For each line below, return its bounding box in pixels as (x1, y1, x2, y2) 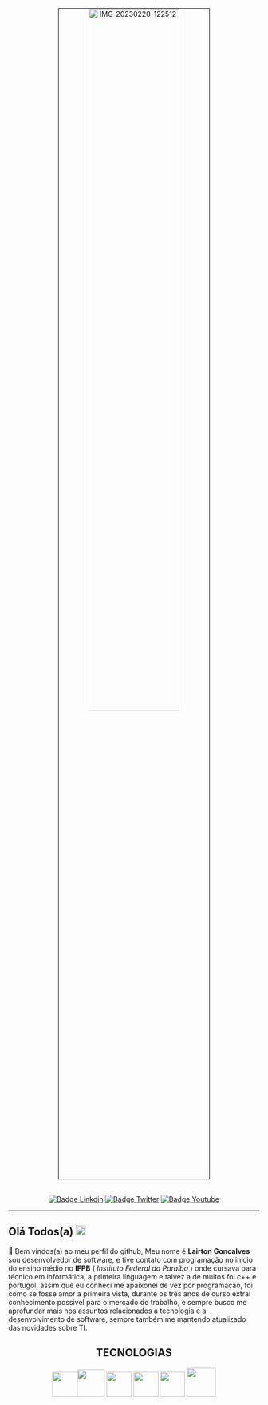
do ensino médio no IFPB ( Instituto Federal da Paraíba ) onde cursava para (8, 1263, 257, 1273)
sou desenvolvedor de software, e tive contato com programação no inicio (8, 1255, 254, 1264)
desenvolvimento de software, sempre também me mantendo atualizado (8, 1314, 246, 1323)
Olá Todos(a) (8, 1225, 74, 1239)
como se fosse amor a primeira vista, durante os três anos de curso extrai (8, 1288, 251, 1299)
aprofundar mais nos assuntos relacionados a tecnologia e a (8, 1306, 207, 1315)
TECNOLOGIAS (95, 1346, 173, 1359)
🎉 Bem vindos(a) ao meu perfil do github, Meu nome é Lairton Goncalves (8, 1246, 250, 1255)
